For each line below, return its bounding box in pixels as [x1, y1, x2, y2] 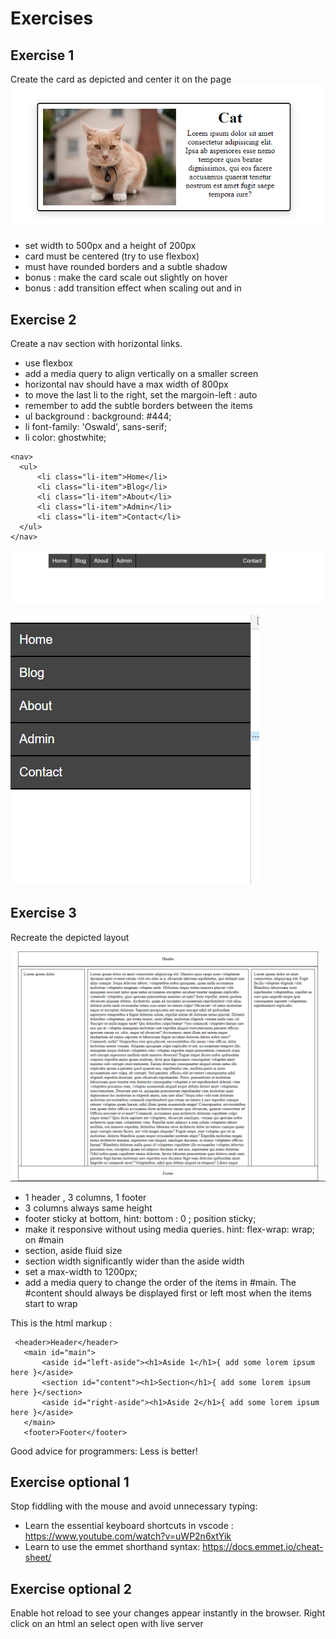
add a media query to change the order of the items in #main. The [24, 1276, 297, 1288]
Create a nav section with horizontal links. [10, 338, 183, 350]
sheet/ [24, 1552, 52, 1564]
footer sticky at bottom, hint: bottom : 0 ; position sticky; [24, 1212, 257, 1224]
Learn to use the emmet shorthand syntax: [24, 1541, 201, 1553]
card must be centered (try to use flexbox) [24, 250, 200, 262]
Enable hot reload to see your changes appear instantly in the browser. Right [10, 1607, 326, 1619]
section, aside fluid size [24, 1244, 123, 1256]
